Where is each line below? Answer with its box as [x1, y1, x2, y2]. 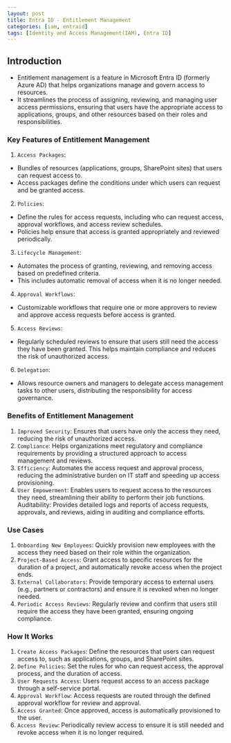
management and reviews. [17, 456, 93, 465]
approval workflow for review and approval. [17, 699, 142, 707]
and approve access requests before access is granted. [17, 311, 176, 319]
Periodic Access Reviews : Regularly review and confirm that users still [17, 600, 218, 608]
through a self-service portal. [17, 684, 101, 692]
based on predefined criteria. [17, 269, 101, 278]
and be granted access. [17, 186, 85, 195]
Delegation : [17, 366, 50, 374]
